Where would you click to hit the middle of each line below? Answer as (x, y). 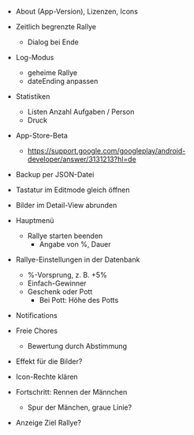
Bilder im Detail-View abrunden (66, 205)
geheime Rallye (52, 73)
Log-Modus (35, 57)
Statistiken (33, 96)
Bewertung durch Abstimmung (77, 346)
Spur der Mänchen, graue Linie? (80, 407)
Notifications (36, 315)
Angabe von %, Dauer (75, 244)
